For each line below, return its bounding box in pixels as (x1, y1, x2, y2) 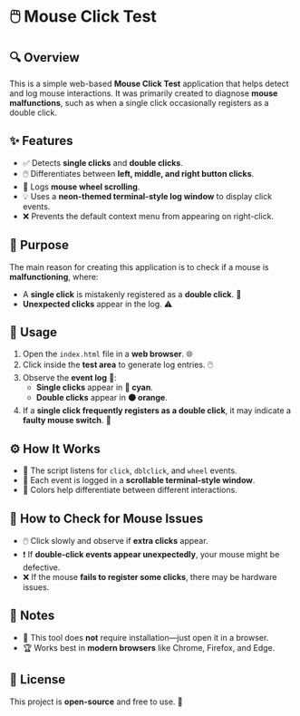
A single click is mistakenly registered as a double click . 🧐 (22, 288, 242, 299)
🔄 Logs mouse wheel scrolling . (22, 181, 140, 192)
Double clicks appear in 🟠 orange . (35, 392, 168, 403)
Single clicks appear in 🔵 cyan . (35, 382, 154, 393)
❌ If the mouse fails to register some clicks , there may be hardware (22, 572, 277, 583)
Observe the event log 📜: (22, 373, 117, 383)
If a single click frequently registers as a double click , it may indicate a (22, 405, 292, 416)
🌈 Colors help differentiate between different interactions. (22, 485, 237, 496)
